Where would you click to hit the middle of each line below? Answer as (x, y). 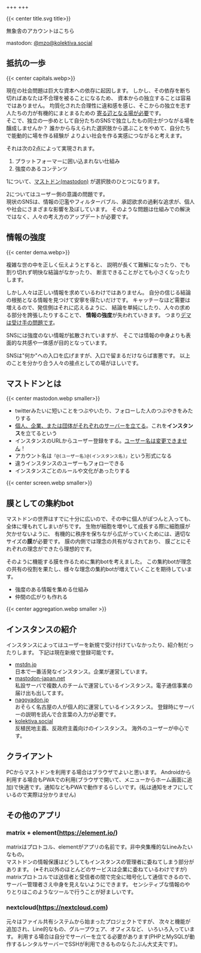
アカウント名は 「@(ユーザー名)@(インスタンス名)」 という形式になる (93, 456)
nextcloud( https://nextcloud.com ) (57, 907)
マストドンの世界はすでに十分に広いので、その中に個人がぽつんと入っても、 (100, 519)
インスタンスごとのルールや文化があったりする (72, 471)
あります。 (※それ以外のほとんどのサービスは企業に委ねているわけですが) (97, 869)
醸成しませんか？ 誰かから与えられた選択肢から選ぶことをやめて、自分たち (98, 128)
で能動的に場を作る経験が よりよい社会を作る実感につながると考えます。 (96, 135)
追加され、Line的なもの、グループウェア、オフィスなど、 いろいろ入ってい (98, 929)
